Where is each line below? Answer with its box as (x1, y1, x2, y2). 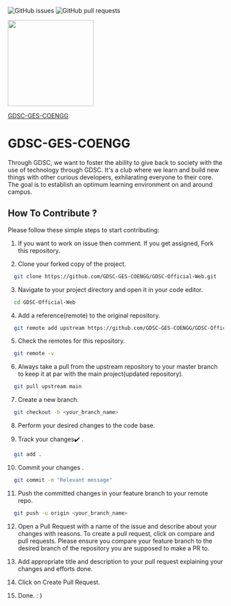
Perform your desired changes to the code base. (17, 421, 156, 429)
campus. (8, 188, 33, 196)
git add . (14, 451, 42, 458)
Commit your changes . (17, 463, 84, 471)
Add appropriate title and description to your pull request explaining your (17, 557, 223, 565)
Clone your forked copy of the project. (17, 260, 126, 268)
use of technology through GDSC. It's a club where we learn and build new (8, 166, 219, 174)
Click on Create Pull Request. (17, 578, 100, 586)
